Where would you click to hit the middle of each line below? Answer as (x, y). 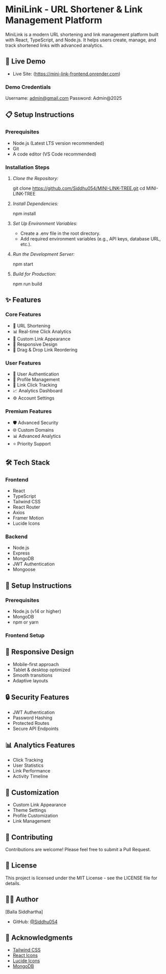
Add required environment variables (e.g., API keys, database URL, (90, 239)
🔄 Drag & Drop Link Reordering (45, 349)
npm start (23, 264)
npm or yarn (26, 622)
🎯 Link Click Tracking (35, 385)
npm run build (27, 284)
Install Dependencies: (35, 204)
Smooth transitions (32, 675)
